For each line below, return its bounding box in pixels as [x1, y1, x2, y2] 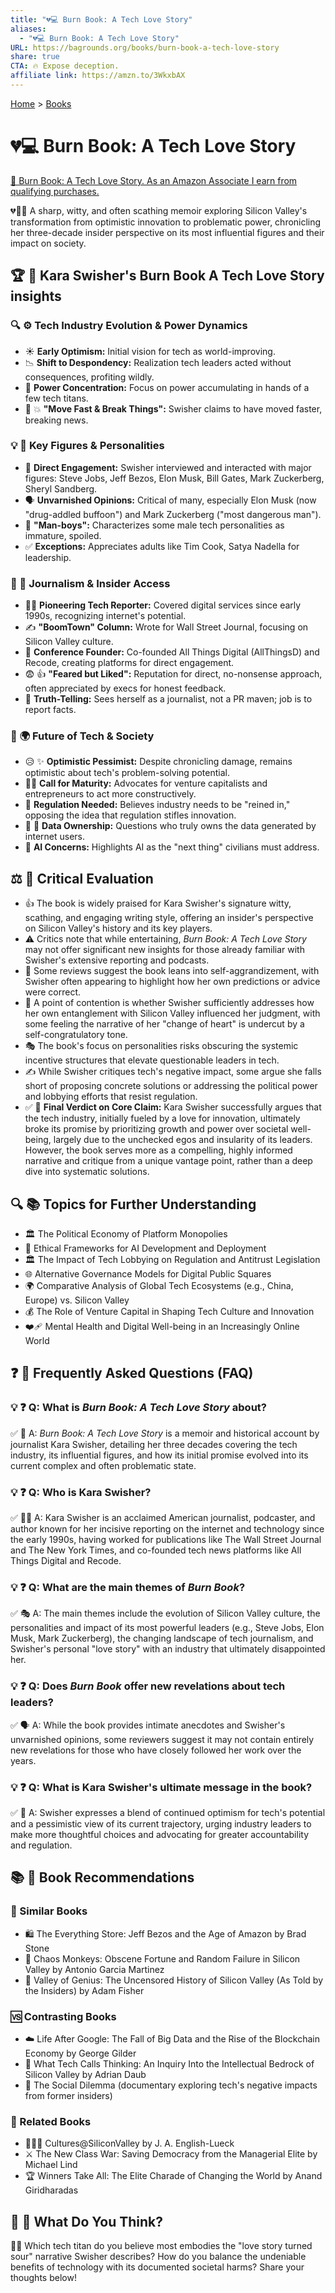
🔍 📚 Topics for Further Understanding [10, 1196, 257, 1213]
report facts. [24, 704, 77, 716]
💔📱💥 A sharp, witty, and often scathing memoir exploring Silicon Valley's [10, 204, 308, 216]
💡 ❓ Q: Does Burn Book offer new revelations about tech [10, 1679, 286, 1693]
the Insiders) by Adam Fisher [24, 1984, 145, 1996]
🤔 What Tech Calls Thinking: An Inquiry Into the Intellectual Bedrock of [24, 2057, 315, 2070]
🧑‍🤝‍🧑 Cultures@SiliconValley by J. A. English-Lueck [24, 2137, 235, 2150]
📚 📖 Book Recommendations [10, 1869, 195, 1886]
